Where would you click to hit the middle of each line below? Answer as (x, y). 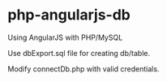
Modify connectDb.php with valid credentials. (83, 69)
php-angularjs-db (69, 15)
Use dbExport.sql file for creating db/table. (79, 53)
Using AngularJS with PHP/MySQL (65, 37)
